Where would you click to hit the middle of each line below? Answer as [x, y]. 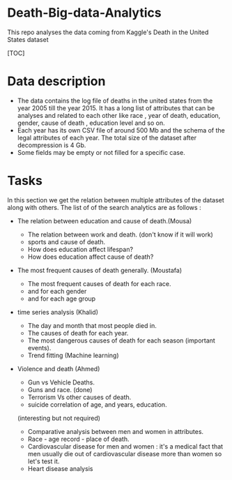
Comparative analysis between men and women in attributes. [116, 431]
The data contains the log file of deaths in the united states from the [115, 100]
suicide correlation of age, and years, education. [97, 404]
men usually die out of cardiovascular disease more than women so [125, 453]
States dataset [28, 39]
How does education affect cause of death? [91, 257]
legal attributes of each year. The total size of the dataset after [107, 137]
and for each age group [62, 299]
